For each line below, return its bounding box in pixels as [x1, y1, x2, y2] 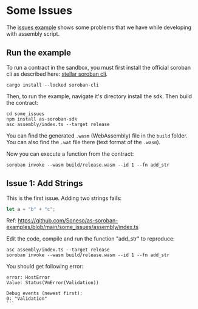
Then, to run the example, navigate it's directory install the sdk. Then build [6, 92, 193, 100]
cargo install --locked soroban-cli [6, 82, 99, 88]
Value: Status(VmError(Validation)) [6, 280, 99, 286]
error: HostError [6, 274, 50, 281]
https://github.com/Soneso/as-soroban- [18, 217, 118, 224]
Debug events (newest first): [6, 290, 83, 297]
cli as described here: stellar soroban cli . [6, 70, 108, 78]
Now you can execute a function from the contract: [6, 150, 134, 158]
